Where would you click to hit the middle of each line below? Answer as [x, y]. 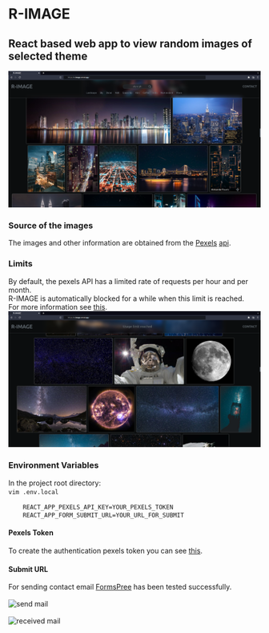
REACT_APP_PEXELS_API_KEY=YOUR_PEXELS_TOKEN [98, 507]
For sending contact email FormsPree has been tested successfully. [120, 587]
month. [20, 290]
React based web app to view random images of [130, 44]
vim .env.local [34, 492]
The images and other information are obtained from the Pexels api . [120, 243]
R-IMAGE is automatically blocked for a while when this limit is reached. [126, 298]
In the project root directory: [55, 483]
